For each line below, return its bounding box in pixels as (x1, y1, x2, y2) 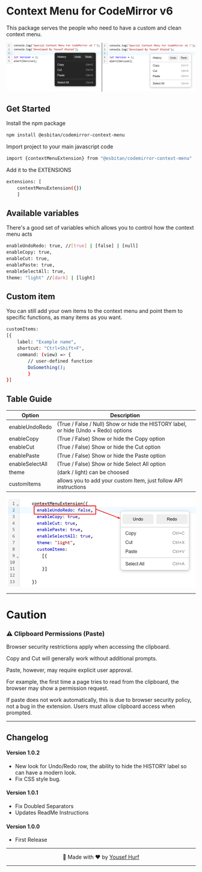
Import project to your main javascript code (6, 143, 114, 150)
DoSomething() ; (28, 364, 66, 370)
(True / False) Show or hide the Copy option (57, 435, 165, 443)
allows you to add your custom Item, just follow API (57, 477, 183, 484)
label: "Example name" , (17, 339, 77, 345)
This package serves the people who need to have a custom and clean (6, 24, 182, 31)
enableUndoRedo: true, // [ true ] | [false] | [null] (6, 243, 138, 249)
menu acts (6, 230, 32, 238)
